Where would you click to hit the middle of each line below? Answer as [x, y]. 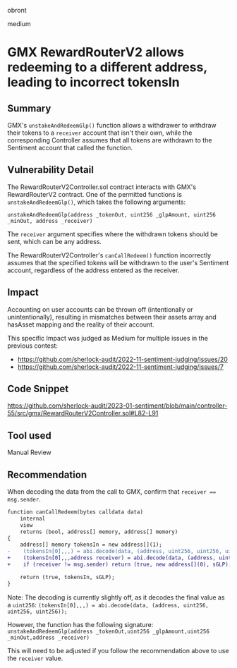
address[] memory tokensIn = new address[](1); [91, 545]
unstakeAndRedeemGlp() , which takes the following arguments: [97, 202]
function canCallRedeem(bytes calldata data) [75, 512]
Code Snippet [38, 389]
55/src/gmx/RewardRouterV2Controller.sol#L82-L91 [83, 413]
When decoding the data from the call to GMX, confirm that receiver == [112, 492]
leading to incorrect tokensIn [93, 82]
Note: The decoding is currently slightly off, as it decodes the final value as [116, 597]
